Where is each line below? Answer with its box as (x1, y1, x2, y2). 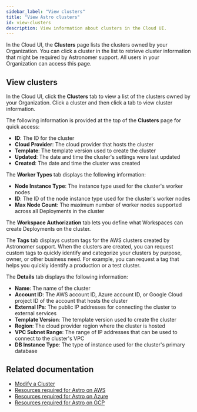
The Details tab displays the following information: (6, 273, 128, 280)
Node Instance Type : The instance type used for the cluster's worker (14, 182, 183, 189)
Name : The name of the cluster (14, 285, 91, 292)
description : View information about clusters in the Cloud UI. (6, 25, 167, 31)
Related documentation (6, 364, 94, 375)
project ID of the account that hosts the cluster (14, 297, 128, 305)
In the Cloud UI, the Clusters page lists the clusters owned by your (6, 41, 168, 48)
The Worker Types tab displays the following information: (6, 171, 146, 178)
